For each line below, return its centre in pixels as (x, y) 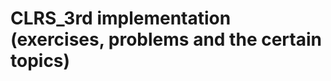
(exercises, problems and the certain (166, 39)
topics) (40, 61)
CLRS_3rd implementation (121, 18)
